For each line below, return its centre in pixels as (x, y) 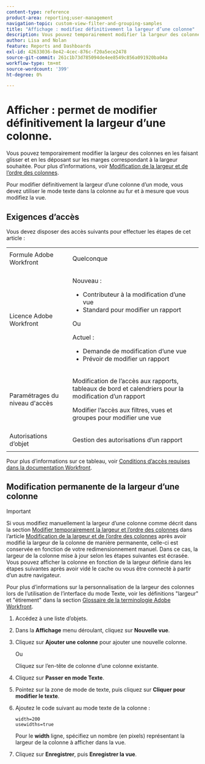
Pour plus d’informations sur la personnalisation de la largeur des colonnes (100, 587)
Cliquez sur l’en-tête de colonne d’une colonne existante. (87, 665)
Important (19, 511)
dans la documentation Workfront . (49, 468)
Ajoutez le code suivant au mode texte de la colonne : (83, 708)
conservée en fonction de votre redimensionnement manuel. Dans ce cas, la (102, 549)
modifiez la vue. (27, 198)
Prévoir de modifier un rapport (126, 359)
